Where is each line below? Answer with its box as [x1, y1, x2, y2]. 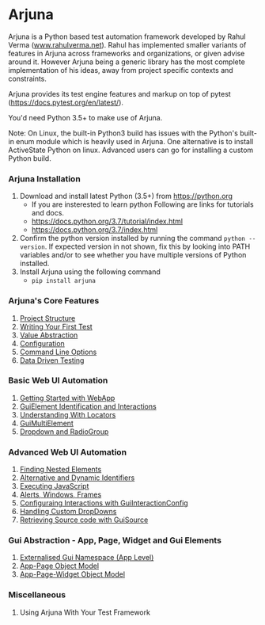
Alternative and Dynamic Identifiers [19, 473, 135, 482]
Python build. [8, 153, 51, 163]
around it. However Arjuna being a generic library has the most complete [8, 57, 245, 67]
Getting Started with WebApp [19, 393, 115, 402]
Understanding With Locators [19, 410, 116, 419]
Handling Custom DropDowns [19, 507, 117, 516]
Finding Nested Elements [19, 465, 102, 474]
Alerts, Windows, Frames [19, 490, 102, 500]
